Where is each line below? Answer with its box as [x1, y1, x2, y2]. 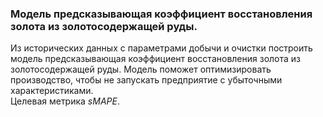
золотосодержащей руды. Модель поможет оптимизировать [10, 63, 272, 76]
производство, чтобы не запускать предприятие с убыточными [10, 74, 283, 86]
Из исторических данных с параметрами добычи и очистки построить [10, 42, 313, 54]
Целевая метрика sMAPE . [10, 95, 120, 107]
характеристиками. [10, 85, 94, 97]
